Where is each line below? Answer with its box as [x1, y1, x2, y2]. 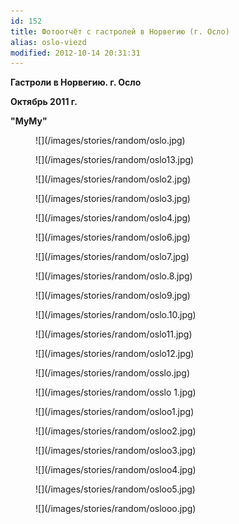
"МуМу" [10, 115, 48, 127]
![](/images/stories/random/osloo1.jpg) [35, 406, 195, 418]
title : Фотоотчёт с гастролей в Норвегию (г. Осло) [10, 26, 230, 37]
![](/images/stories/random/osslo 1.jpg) [35, 386, 197, 399]
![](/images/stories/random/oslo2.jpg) [35, 173, 192, 185]
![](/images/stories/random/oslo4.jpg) [35, 212, 192, 224]
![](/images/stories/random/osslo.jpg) [35, 367, 191, 379]
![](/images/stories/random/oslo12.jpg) [35, 348, 195, 360]
